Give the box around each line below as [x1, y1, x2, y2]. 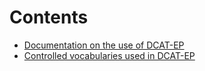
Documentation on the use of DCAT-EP [23, 39, 185, 51]
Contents [9, 6, 89, 29]
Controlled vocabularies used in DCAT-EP [23, 49, 196, 61]
